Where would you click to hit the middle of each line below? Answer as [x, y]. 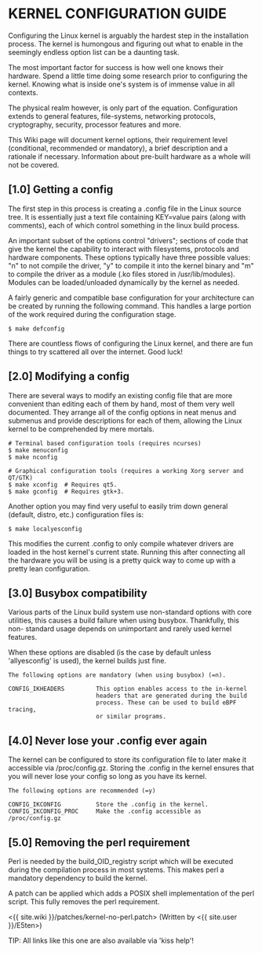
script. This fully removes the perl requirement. [84, 901]
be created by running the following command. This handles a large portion [130, 306]
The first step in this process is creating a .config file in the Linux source [125, 209]
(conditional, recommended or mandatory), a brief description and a [118, 148]
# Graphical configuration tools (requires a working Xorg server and [126, 471]
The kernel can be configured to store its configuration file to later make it [127, 759]
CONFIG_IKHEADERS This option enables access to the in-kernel [127, 689]
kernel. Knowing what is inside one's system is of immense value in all [122, 84]
